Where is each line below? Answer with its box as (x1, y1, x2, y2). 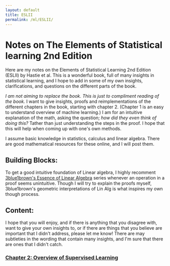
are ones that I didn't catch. (5, 241, 63, 247)
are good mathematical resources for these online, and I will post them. (5, 141, 155, 147)
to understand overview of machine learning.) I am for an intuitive (5, 109, 143, 116)
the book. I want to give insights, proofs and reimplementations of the (5, 98, 151, 105)
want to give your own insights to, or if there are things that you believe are (5, 225, 163, 231)
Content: (5, 206, 34, 215)
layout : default (5, 7, 40, 13)
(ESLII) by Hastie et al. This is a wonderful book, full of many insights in (5, 72, 154, 78)
